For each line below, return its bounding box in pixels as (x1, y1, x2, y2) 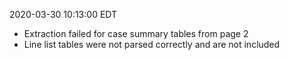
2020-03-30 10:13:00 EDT (9, 9, 118, 20)
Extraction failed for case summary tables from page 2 (23, 28, 249, 39)
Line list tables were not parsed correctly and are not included (23, 39, 281, 50)
